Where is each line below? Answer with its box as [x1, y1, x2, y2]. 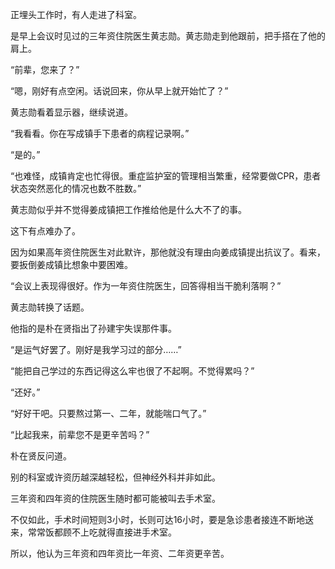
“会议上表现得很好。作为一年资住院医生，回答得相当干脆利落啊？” [10, 280, 282, 292]
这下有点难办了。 [10, 225, 81, 237]
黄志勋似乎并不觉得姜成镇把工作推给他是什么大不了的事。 [10, 204, 247, 215]
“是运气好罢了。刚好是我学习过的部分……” [10, 344, 182, 355]
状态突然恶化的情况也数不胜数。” [10, 183, 142, 194]
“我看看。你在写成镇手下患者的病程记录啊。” [10, 128, 190, 139]
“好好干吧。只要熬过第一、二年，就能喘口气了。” [10, 408, 207, 419]
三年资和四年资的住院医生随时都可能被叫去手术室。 [10, 493, 221, 504]
